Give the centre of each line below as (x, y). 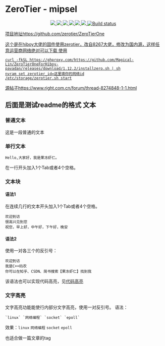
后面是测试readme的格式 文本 (51, 105)
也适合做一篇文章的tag (28, 338)
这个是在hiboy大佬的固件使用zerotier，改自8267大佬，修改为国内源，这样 (80, 44)
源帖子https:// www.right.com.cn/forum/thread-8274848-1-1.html (71, 88)
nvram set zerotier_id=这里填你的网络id (45, 74)
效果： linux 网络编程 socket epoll (39, 327)
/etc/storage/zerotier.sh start (38, 78)
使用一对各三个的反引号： (31, 251)
